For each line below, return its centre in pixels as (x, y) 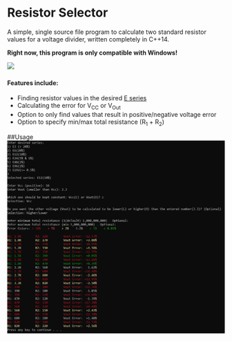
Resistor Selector (58, 13)
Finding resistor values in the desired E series (82, 98)
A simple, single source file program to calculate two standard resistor (107, 32)
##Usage (20, 137)
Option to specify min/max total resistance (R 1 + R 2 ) (90, 122)
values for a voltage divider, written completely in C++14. (88, 39)
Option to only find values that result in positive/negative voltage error (117, 114)
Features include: (33, 83)
